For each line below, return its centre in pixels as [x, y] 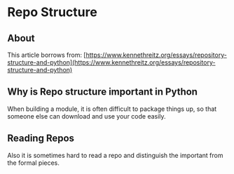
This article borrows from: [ [47, 55]
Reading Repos [41, 139]
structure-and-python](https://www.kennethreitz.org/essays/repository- [111, 62]
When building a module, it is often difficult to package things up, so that [112, 109]
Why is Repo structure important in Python [103, 92]
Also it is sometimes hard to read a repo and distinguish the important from [115, 155]
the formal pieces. [33, 163]
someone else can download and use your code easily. [87, 116]
